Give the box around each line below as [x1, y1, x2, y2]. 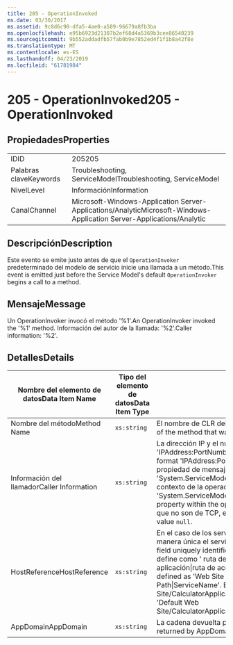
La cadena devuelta [156, 618, 221, 628]
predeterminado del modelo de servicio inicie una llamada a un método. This [7, 263, 224, 272]
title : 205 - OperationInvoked [7, 10, 98, 17]
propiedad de [156, 465, 200, 475]
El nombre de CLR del [156, 418, 227, 428]
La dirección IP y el [156, 439, 218, 448]
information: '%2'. [7, 332, 58, 340]
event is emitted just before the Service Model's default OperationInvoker [7, 270, 217, 279]
